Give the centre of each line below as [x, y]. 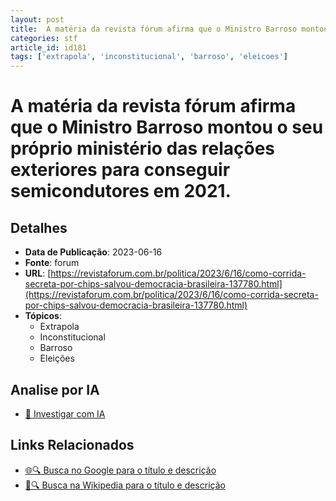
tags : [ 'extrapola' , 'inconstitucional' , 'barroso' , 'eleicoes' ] [149, 57]
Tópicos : [43, 316]
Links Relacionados [72, 445]
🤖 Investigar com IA [65, 413]
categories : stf [44, 38]
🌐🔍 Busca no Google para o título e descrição [120, 470]
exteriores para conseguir [120, 170]
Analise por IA [55, 389]
